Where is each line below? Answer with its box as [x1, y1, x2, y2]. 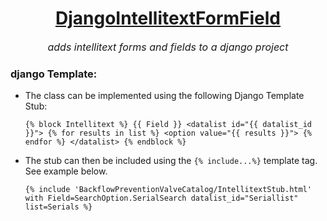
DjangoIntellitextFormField [54, 7, 282, 30]
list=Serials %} [24, 202, 93, 212]
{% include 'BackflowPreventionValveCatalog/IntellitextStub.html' [24, 185, 312, 195]
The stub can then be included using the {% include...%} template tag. [24, 155, 318, 167]
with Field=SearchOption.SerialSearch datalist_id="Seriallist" [24, 193, 299, 204]
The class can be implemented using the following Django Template [24, 90, 305, 102]
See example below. [24, 165, 108, 177]
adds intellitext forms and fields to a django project [47, 40, 289, 54]
